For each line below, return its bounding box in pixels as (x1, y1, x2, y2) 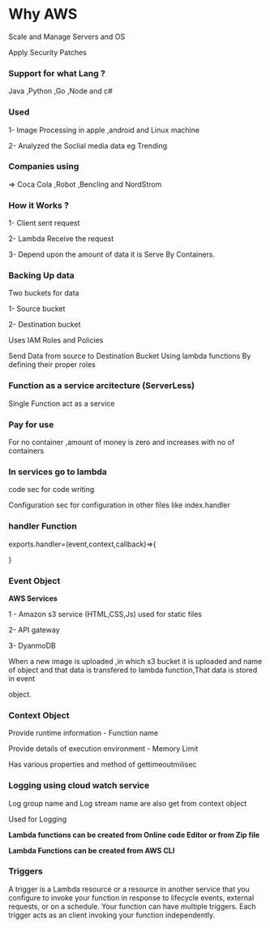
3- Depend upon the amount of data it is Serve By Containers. (8, 249, 216, 260)
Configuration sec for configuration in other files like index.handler (8, 500, 231, 510)
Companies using (8, 161, 79, 172)
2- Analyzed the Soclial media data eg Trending (8, 140, 168, 150)
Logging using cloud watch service (8, 780, 150, 792)
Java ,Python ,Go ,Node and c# (8, 86, 114, 96)
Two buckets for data (8, 288, 79, 298)
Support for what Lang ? (8, 67, 105, 79)
